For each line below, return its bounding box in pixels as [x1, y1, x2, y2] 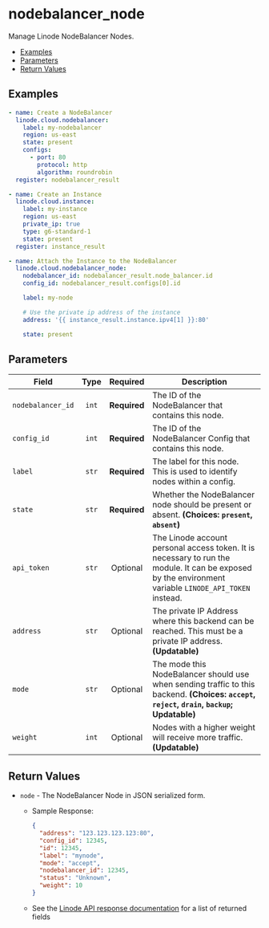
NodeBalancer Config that [151, 433, 251, 444]
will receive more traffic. [151, 732, 243, 743]
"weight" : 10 [38, 881, 82, 889]
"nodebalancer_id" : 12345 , [38, 866, 130, 875]
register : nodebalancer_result [15, 176, 120, 184]
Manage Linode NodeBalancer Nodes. [8, 31, 134, 41]
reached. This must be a [151, 625, 243, 637]
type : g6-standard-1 [22, 227, 91, 235]
